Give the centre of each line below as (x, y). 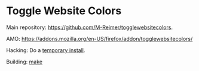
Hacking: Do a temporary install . (46, 50)
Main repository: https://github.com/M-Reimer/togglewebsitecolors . (90, 27)
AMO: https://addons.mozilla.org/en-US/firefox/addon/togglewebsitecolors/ (99, 38)
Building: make (25, 62)
